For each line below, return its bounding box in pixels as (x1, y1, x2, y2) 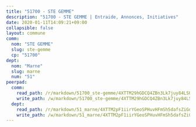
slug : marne (11, 68, 41, 74)
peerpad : (6, 80, 27, 85)
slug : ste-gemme (11, 47, 51, 53)
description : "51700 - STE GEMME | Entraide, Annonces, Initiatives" (6, 14, 179, 20)
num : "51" (11, 74, 35, 80)
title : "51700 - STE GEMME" (6, 8, 75, 15)
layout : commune (6, 30, 45, 36)
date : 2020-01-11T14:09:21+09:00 (6, 19, 87, 25)
